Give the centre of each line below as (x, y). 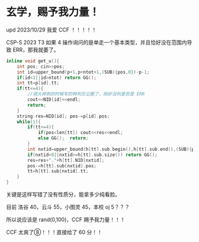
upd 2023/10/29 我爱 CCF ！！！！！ (52, 30)
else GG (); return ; (63, 138)
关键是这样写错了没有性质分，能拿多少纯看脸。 (63, 195)
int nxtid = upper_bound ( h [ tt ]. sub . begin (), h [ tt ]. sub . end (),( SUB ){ (110, 149)
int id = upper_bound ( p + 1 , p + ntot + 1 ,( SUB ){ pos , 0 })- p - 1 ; (83, 72)
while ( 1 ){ (29, 122)
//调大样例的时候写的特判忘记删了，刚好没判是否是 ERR (86, 94)
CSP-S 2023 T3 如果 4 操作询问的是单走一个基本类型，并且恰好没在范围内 (97, 42)
